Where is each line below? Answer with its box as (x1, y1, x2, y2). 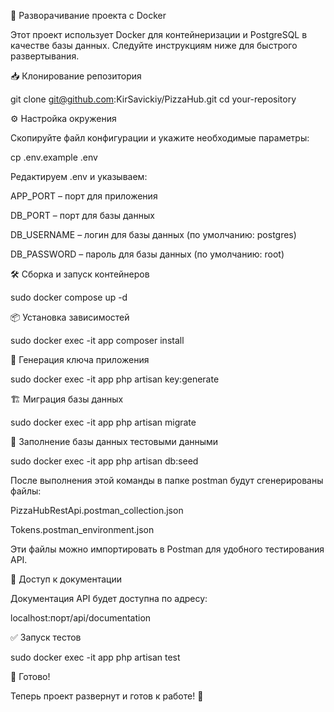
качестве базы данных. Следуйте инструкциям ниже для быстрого (10, 40, 298, 51)
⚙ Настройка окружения (10, 113, 117, 124)
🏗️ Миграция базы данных (10, 393, 124, 405)
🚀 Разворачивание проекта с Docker (10, 10, 167, 21)
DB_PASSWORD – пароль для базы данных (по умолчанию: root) (10, 248, 285, 260)
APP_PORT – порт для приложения (10, 190, 158, 202)
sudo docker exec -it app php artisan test (10, 651, 181, 663)
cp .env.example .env (10, 151, 98, 163)
